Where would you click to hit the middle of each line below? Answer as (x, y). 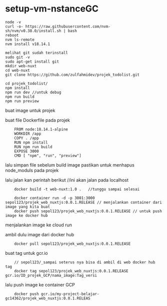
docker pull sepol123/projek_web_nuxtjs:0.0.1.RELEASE (72, 244)
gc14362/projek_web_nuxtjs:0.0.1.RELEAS (48, 298)
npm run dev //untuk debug (33, 92)
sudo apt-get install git (32, 61)
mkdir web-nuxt (21, 66)
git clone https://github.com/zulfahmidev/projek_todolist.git (72, 75)
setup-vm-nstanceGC (52, 9)
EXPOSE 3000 (26, 151)
